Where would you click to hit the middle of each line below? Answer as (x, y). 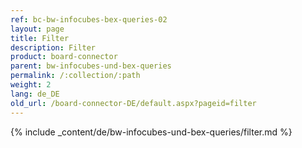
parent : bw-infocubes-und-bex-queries (91, 66)
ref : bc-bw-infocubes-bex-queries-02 (89, 19)
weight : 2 (31, 85)
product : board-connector (64, 57)
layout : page (37, 29)
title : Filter (40, 38)
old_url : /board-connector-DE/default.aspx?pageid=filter (133, 103)
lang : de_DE (35, 94)
